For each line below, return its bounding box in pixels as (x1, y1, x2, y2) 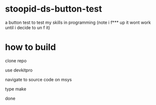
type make (5, 86, 27, 92)
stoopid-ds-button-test (5, 3, 102, 15)
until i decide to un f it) (5, 24, 50, 30)
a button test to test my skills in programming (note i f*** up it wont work (5, 19, 151, 25)
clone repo (5, 57, 27, 64)
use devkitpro (5, 67, 33, 73)
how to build (5, 42, 56, 53)
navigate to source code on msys (5, 76, 72, 82)
